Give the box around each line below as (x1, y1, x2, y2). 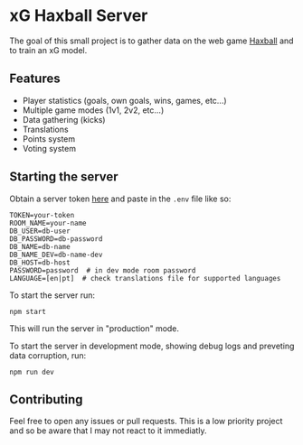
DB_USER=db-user (9, 227, 71, 236)
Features (9, 71, 61, 87)
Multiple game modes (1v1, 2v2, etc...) (22, 105, 165, 116)
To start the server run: (9, 290, 95, 301)
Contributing (9, 392, 83, 407)
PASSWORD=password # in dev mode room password (9, 265, 196, 275)
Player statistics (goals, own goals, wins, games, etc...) (22, 95, 228, 106)
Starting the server (9, 169, 119, 185)
